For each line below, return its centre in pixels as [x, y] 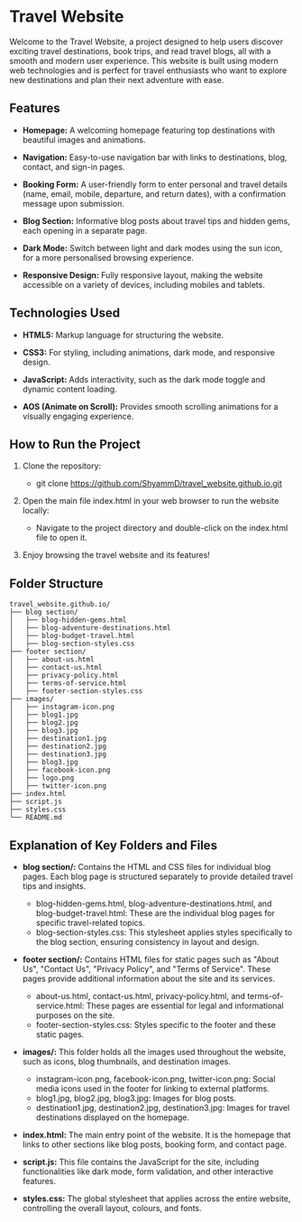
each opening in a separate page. [85, 230]
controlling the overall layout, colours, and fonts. [112, 1208]
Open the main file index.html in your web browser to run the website [151, 501]
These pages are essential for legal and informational [185, 1005]
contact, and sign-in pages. [73, 167]
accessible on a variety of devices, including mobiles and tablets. [144, 284]
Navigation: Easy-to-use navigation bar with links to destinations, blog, [155, 157]
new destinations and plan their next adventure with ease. [117, 79]
